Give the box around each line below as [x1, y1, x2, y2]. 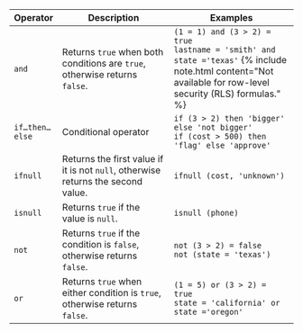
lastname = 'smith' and [173, 45, 276, 55]
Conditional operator [61, 126, 150, 138]
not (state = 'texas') [173, 249, 271, 259]
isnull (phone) [173, 208, 239, 218]
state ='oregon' [173, 307, 243, 317]
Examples [210, 12, 253, 23]
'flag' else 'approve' [173, 140, 271, 150]
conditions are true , [61, 58, 146, 69]
